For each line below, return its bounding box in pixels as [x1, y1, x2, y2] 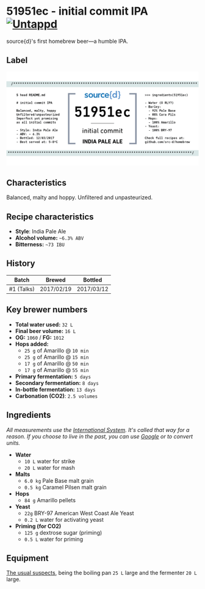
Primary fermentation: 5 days [15, 373, 92, 380]
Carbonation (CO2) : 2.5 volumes [15, 392, 98, 400]
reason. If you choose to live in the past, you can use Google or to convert [6, 433, 193, 440]
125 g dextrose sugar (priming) [24, 529, 103, 536]
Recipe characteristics [6, 211, 94, 222]
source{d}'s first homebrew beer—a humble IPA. [6, 37, 129, 45]
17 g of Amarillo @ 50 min [24, 359, 89, 367]
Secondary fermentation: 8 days [15, 379, 99, 386]
